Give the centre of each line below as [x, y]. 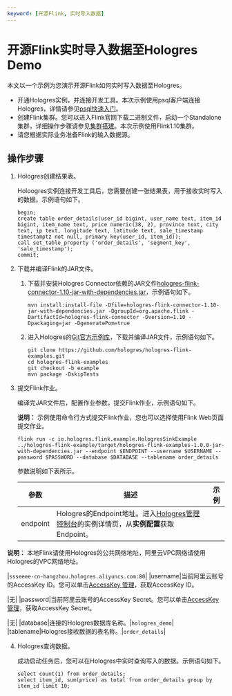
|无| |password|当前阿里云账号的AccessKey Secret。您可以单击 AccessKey [113, 600]
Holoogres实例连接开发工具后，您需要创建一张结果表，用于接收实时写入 [119, 191]
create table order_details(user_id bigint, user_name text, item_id [119, 219]
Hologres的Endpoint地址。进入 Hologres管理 [128, 514]
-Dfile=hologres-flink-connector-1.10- [162, 305]
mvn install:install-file [65, 305]
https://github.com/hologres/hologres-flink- [125, 350]
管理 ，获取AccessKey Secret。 [51, 608]
